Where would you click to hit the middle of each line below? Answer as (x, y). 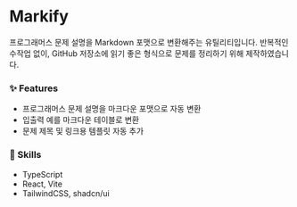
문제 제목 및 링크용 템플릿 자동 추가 (83, 131)
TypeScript (42, 174)
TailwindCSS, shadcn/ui (66, 193)
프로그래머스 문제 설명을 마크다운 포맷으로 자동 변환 (111, 109)
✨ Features (34, 88)
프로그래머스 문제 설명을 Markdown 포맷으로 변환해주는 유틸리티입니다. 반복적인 (149, 42)
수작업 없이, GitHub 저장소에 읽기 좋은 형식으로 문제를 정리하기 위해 (127, 53)
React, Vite (42, 184)
